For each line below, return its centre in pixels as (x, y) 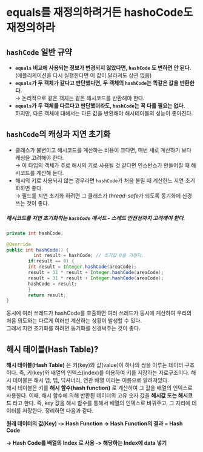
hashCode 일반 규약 (39, 52)
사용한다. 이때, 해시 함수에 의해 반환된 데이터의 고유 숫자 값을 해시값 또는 (92, 395)
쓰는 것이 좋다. (32, 203)
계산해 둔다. (50, 173)
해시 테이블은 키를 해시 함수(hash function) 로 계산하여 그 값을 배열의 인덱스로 (99, 388)
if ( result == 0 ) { (51, 261)
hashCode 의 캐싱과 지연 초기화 (58, 134)
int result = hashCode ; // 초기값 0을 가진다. (88, 256)
